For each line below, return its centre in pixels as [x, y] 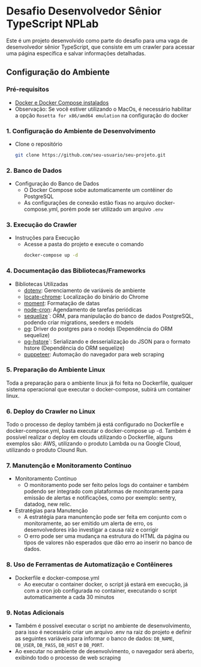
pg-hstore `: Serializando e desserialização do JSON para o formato [107, 341]
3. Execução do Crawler [41, 225]
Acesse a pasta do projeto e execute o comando [84, 244]
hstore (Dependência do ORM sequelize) [74, 348]
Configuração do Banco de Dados [57, 184]
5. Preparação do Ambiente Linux [56, 370]
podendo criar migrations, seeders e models [79, 322]
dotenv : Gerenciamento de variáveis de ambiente [85, 290]
